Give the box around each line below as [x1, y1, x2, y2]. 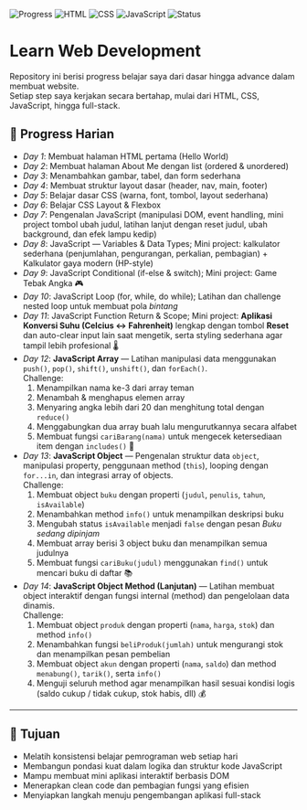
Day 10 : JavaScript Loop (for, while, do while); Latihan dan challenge [22, 291, 281, 302]
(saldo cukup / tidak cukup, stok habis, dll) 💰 [36, 687, 206, 698]
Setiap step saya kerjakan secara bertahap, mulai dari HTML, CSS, [9, 90, 260, 101]
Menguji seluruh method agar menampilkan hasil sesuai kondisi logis [36, 677, 295, 688]
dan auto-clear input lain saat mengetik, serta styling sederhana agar [22, 329, 283, 340]
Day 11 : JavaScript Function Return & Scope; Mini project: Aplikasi [22, 310, 272, 321]
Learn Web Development [9, 41, 202, 61]
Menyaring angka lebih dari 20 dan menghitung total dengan [36, 401, 265, 412]
